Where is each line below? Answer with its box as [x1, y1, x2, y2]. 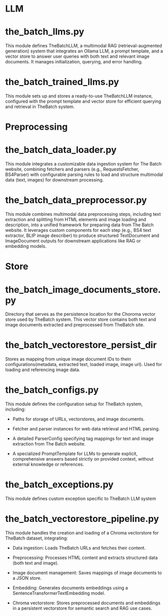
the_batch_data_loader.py [5, 144, 117, 156]
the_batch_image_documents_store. [5, 284, 161, 295]
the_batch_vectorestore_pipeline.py [5, 513, 159, 524]
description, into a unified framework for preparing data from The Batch [5, 222, 154, 228]
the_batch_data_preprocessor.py [5, 195, 147, 206]
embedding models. [5, 243, 47, 249]
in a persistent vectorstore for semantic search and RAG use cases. [12, 605, 152, 611]
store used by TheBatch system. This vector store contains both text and [5, 316, 156, 322]
